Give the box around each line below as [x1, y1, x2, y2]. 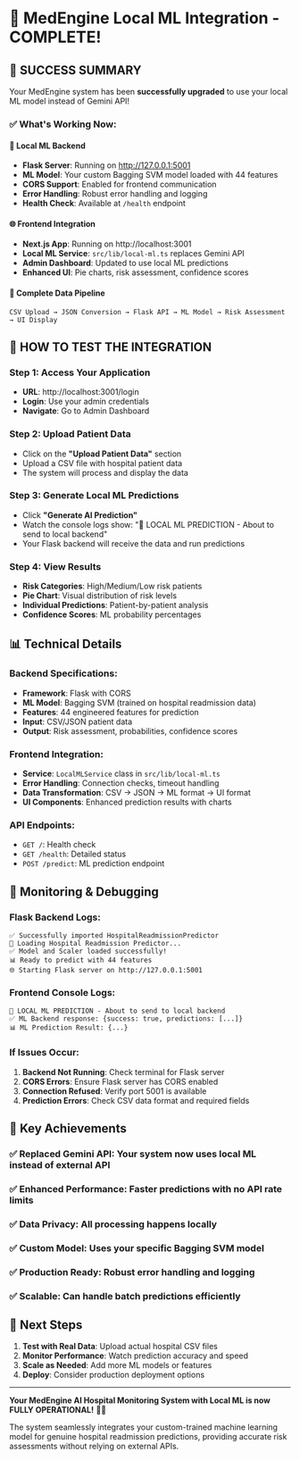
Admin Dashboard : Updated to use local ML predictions [21, 258, 229, 269]
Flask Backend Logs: [9, 911, 101, 923]
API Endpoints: [9, 819, 76, 831]
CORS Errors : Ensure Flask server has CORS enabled [21, 1076, 219, 1087]
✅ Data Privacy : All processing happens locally [9, 1218, 217, 1231]
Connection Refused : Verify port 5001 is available [21, 1085, 207, 1097]
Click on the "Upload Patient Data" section [21, 448, 182, 459]
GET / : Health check [21, 839, 96, 850]
